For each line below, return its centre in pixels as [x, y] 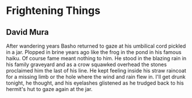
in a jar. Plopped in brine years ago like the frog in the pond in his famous [94, 52]
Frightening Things [53, 11]
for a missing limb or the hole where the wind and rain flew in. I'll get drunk [96, 77]
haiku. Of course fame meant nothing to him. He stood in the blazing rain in [96, 58]
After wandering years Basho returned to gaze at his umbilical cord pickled [96, 46]
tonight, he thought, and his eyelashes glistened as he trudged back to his [95, 83]
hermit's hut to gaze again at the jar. [49, 89]
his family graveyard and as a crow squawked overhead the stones [87, 64]
